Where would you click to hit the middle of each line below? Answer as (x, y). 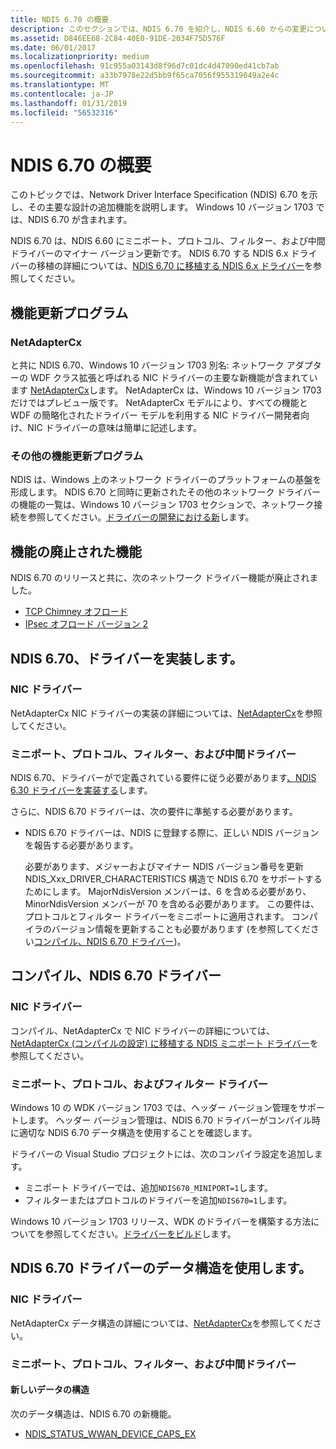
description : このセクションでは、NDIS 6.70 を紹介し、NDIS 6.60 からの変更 (159, 29)
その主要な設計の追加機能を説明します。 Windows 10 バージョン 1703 (170, 207)
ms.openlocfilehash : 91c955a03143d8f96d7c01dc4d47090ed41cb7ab (145, 66)
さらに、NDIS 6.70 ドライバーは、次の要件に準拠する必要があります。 (154, 812)
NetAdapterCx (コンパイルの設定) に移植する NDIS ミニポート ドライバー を (164, 1043)
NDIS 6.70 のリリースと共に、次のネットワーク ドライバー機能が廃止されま (164, 578)
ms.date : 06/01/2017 (53, 47)
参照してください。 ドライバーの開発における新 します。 (141, 517)
